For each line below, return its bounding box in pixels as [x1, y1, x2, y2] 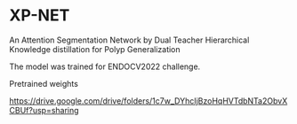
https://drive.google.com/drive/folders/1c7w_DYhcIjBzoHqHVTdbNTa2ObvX [9, 95, 288, 106]
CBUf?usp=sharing [9, 105, 79, 115]
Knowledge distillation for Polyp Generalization [9, 43, 181, 54]
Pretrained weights [9, 78, 78, 89]
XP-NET [9, 5, 70, 26]
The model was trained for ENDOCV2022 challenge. [9, 61, 201, 72]
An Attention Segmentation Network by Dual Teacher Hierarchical [9, 35, 250, 45]
